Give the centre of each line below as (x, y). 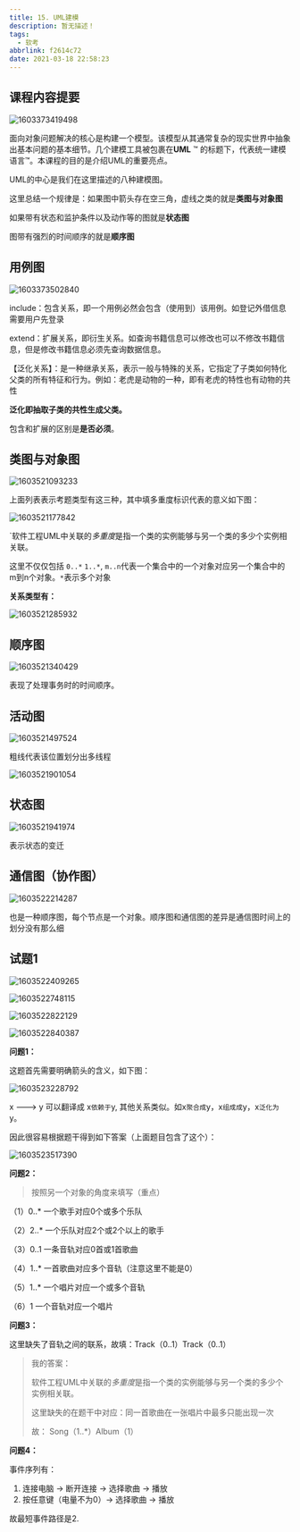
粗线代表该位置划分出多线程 (60, 757)
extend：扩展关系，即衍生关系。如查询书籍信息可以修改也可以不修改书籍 (143, 338)
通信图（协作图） (56, 876)
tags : (19, 34)
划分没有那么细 (37, 928)
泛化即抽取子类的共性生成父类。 (68, 409)
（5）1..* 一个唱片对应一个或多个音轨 (77, 1287)
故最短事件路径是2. (44, 1518)
